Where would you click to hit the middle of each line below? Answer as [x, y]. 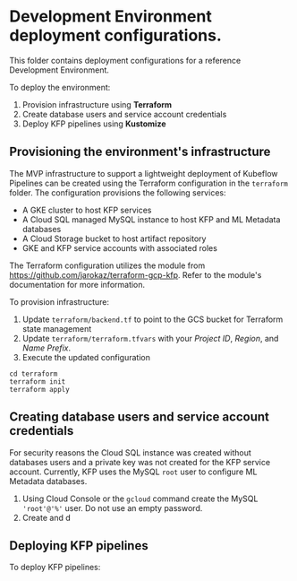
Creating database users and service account [140, 417]
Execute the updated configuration [86, 357]
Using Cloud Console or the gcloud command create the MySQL [140, 499]
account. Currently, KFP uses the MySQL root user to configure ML [133, 472]
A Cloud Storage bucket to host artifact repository [114, 238]
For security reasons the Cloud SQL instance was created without [131, 452]
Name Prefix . [47, 348]
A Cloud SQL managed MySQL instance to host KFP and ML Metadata [151, 219]
